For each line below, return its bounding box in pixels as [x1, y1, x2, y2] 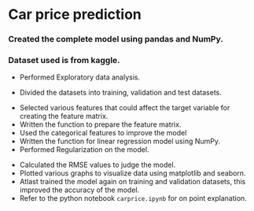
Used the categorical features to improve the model [19, 128, 187, 138]
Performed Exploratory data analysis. [19, 72, 140, 82]
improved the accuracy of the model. [19, 185, 140, 194]
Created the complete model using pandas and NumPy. [8, 34, 224, 45]
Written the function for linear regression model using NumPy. [19, 136, 221, 146]
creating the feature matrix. [19, 112, 109, 121]
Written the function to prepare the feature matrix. [19, 120, 182, 129]
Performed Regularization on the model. [19, 145, 149, 154]
